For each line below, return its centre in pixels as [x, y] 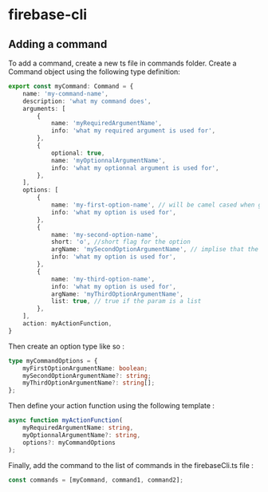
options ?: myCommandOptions [69, 443]
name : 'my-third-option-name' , [103, 279]
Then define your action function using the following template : [112, 406]
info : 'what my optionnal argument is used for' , [135, 168]
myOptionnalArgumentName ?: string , [82, 435]
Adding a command [58, 44]
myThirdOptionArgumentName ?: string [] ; [89, 383]
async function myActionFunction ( [66, 420]
